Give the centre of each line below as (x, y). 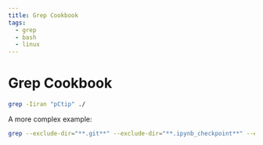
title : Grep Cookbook (43, 15)
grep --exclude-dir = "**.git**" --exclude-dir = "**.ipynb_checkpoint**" (126, 133)
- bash (26, 37)
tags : (17, 23)
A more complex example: (50, 119)
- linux (28, 45)
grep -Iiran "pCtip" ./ (47, 104)
